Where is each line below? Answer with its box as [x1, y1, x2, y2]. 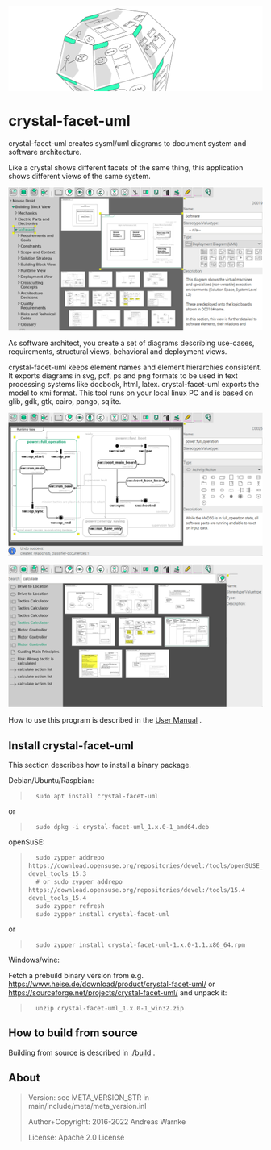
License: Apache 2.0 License [27, 1132, 125, 1142]
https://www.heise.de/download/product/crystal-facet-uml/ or [8, 979, 215, 990]
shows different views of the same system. [8, 171, 151, 181]
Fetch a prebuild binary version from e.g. [8, 971, 144, 981]
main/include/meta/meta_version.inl [27, 1101, 147, 1110]
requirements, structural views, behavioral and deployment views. [8, 347, 227, 356]
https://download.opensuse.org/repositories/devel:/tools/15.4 [27, 886, 246, 894]
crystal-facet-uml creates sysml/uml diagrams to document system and [8, 138, 247, 148]
